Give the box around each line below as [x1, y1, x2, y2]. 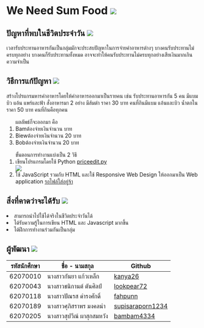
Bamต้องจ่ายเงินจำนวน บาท [15, 125, 72, 132]
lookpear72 [114, 282, 148, 291]
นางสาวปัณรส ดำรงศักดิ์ [47, 292, 101, 301]
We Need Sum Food [6, 4, 108, 18]
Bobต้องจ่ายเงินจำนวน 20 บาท [15, 139, 79, 146]
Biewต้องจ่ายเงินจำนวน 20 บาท [15, 132, 81, 139]
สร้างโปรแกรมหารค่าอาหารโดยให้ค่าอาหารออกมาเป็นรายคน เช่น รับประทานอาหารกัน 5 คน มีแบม [6, 92, 199, 100]
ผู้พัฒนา [6, 244, 30, 254]
